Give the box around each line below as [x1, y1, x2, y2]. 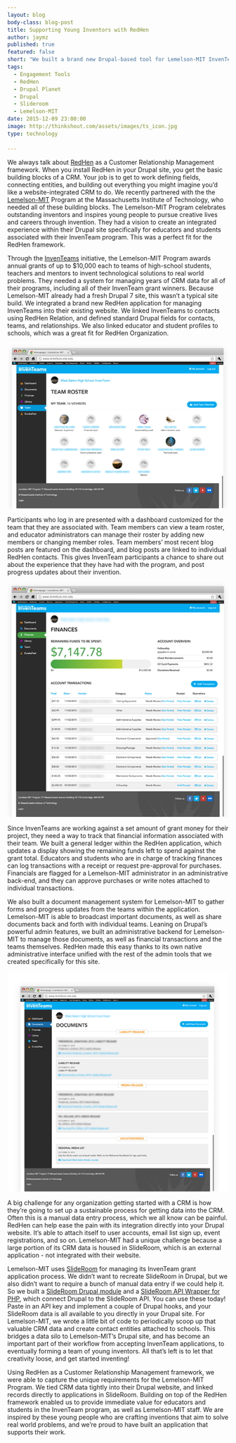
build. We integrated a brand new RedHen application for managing [7, 299, 202, 307]
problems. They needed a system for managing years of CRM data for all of [7, 276, 226, 285]
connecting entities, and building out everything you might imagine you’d [7, 180, 218, 189]
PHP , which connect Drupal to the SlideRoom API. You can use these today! [7, 1294, 226, 1303]
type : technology [7, 130, 58, 137]
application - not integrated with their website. [7, 1251, 141, 1259]
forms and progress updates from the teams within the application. [7, 905, 201, 913]
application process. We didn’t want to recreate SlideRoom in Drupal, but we [7, 1272, 228, 1280]
